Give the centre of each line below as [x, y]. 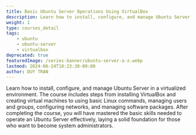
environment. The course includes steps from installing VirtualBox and [91, 95]
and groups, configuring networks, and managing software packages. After [97, 107]
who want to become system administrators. [60, 126]
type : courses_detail [33, 28]
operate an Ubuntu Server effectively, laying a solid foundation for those [93, 119]
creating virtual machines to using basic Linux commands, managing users [97, 101]
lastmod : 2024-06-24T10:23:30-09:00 [51, 66]
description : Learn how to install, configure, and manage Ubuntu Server [98, 17]
